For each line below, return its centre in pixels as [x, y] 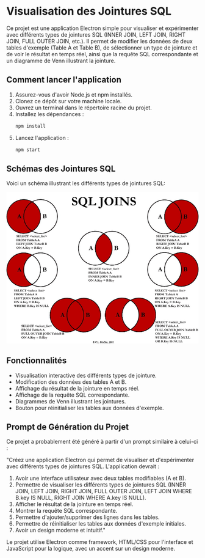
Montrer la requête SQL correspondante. [66, 511]
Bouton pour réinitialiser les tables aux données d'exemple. [89, 408]
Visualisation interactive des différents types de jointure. [86, 375]
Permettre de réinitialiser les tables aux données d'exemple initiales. [101, 524]
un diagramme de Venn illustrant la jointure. [61, 61]
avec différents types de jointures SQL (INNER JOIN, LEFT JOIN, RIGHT [96, 34]
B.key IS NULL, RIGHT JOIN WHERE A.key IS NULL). [81, 498]
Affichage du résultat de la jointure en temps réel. [77, 388]
